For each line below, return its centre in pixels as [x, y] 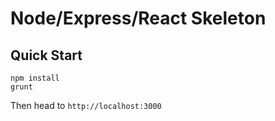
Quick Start [46, 55]
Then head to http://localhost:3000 [86, 105]
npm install [35, 78]
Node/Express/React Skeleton [138, 18]
